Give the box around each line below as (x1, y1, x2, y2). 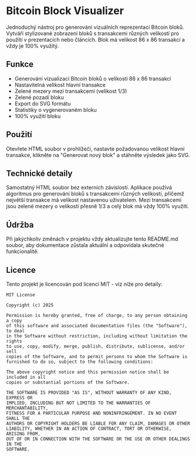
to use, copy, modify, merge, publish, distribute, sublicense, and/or (6, 343, 185, 349)
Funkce (6, 59, 34, 69)
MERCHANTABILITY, (6, 405, 49, 411)
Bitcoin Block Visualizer (6, 4, 124, 18)
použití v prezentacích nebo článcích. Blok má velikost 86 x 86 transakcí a (6, 36, 185, 43)
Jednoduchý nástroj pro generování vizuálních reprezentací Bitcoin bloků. (6, 24, 184, 31)
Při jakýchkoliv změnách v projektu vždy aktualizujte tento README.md (6, 235, 178, 242)
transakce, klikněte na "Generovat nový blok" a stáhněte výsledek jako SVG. (6, 151, 190, 158)
